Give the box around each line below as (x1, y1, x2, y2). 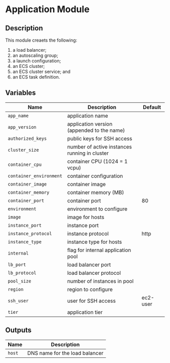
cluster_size (8, 147, 39, 153)
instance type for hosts (67, 238, 122, 245)
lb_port (8, 262, 26, 267)
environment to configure (67, 205, 127, 212)
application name (67, 112, 108, 119)
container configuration (67, 172, 123, 179)
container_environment (8, 173, 62, 178)
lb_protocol (8, 270, 37, 276)
